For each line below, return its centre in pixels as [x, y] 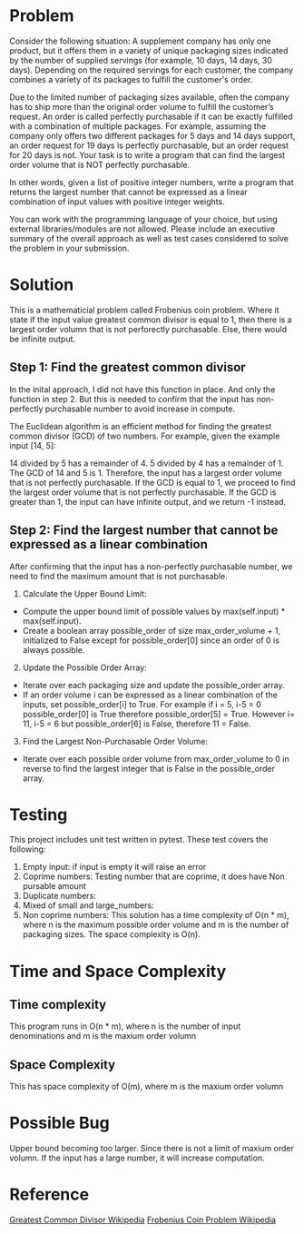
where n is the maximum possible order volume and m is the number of [156, 925]
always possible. [54, 649]
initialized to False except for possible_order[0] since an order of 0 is [151, 640]
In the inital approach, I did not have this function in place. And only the [142, 389]
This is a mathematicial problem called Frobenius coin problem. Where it [144, 310]
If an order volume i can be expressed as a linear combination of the [150, 695]
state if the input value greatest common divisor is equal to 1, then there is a [151, 320]
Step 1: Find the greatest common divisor [128, 367]
